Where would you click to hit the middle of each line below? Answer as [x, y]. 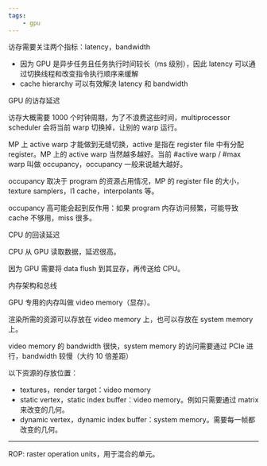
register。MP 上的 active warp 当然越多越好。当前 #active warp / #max [125, 154]
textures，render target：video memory [85, 390]
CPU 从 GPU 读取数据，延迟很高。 [64, 251]
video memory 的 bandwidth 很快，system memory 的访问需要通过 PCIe [126, 346]
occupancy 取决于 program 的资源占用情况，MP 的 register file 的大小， [126, 181]
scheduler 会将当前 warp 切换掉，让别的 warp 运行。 [95, 127]
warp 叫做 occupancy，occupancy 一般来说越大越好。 [98, 164]
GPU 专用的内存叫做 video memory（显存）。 [81, 302]
